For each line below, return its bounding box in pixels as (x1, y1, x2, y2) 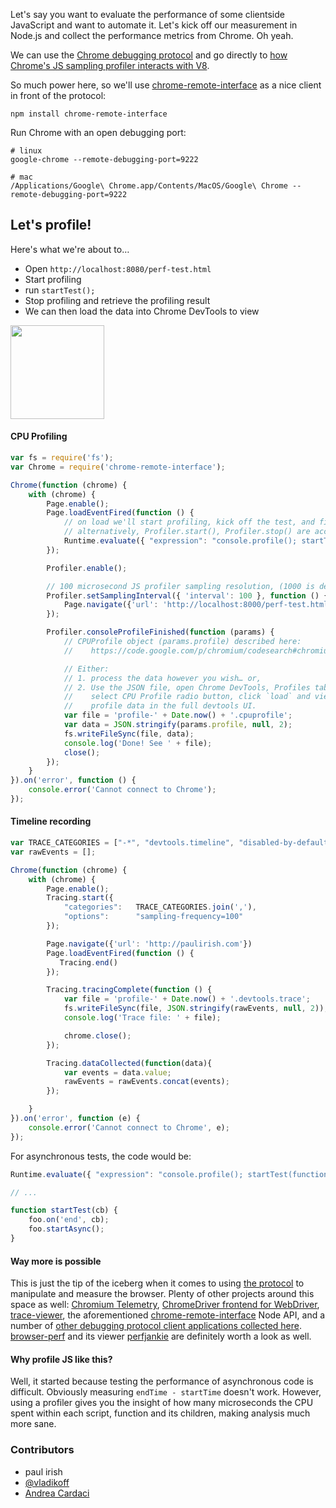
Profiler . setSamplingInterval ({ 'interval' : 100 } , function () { (46, 590, 329, 601)
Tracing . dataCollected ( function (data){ (46, 1058, 213, 1068)
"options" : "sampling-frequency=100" (63, 912, 244, 922)
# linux (10, 146, 43, 156)
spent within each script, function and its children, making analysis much (10, 1407, 311, 1419)
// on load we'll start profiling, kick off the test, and (63, 517, 315, 528)
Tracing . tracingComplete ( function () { (46, 985, 213, 995)
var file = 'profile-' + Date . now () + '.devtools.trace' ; (63, 994, 311, 1004)
